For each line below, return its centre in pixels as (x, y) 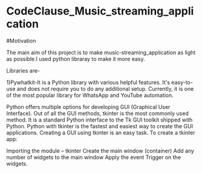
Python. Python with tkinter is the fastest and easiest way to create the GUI (100, 126)
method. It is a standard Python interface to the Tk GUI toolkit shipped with (99, 120)
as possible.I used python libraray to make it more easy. (76, 59)
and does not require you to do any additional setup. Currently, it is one (105, 88)
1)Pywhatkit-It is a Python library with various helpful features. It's (88, 82)
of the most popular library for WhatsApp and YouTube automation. (90, 95)
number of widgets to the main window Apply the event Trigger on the (94, 157)
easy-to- (182, 82)
